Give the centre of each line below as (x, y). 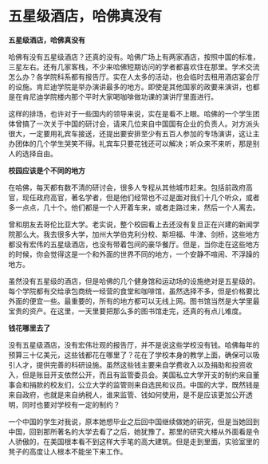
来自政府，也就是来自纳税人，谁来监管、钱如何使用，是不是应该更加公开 (127, 395)
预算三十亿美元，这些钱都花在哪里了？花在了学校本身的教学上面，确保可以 (130, 355)
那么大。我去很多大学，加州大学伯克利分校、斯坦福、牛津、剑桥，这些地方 (137, 234)
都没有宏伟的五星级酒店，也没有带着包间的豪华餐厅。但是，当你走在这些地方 (134, 244)
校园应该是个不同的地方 (47, 170)
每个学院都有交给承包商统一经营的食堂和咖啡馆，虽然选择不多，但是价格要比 (134, 291)
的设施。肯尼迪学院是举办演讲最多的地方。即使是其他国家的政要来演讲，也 (130, 87)
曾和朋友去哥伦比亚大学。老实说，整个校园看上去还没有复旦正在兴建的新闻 (130, 224)
